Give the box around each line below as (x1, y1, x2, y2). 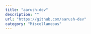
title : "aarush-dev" (5, 7, 49, 12)
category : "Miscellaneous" (5, 21, 62, 26)
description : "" (5, 12, 39, 17)
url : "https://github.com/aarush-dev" (5, 16, 86, 21)
